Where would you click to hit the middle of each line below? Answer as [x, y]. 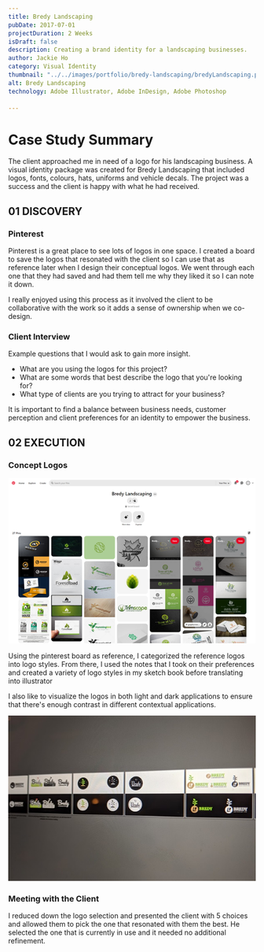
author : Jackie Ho [38, 58]
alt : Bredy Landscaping [47, 83]
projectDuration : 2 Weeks [50, 33]
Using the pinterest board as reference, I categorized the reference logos [126, 656]
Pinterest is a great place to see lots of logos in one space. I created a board [132, 251]
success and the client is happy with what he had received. [104, 187]
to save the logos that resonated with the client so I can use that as [117, 259]
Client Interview [39, 336]
